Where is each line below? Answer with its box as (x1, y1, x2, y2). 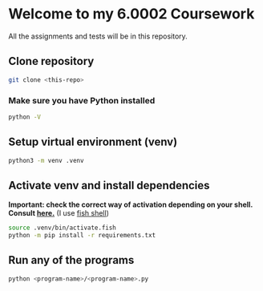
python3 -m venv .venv (8, 156, 84, 164)
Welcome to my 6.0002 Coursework (8, 5, 255, 23)
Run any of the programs (8, 253, 135, 267)
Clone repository (8, 55, 95, 68)
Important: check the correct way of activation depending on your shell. (8, 200, 253, 209)
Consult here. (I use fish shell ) (8, 208, 110, 218)
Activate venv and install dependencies (8, 178, 210, 192)
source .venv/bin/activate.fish (8, 224, 116, 232)
